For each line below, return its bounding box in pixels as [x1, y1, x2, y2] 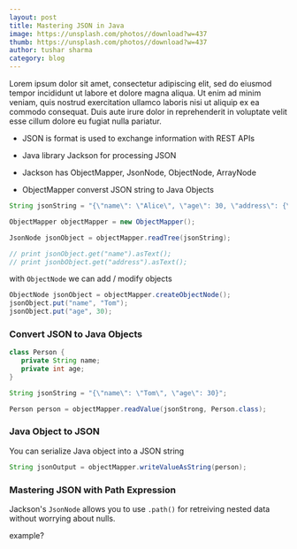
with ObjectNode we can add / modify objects [9, 273, 172, 284]
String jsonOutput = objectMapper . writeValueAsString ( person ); [9, 462, 247, 471]
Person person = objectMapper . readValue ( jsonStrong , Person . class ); [9, 404, 267, 414]
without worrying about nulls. [9, 514, 116, 524]
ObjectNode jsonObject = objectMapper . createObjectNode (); [9, 291, 232, 300]
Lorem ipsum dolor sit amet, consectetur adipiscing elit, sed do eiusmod [9, 79, 272, 88]
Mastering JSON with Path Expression [9, 484, 177, 496]
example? [9, 530, 44, 541]
